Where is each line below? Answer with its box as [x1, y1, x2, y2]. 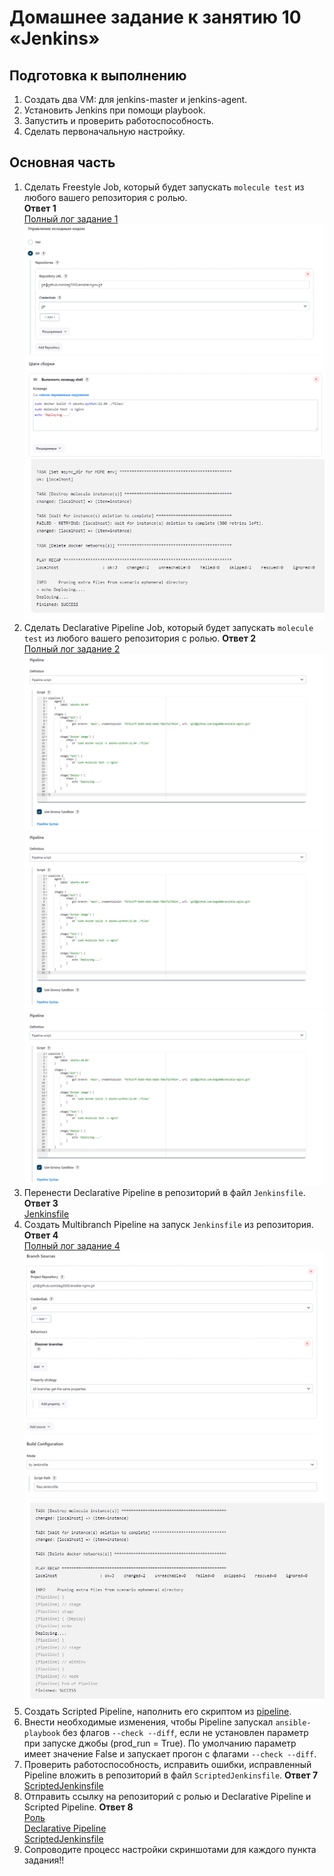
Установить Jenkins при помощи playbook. [23, 104, 206, 116]
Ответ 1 [23, 202, 57, 214]
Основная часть [9, 154, 116, 171]
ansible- [275, 1718, 312, 1728]
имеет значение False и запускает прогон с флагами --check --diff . [23, 1748, 317, 1760]
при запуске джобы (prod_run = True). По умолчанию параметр [23, 1737, 297, 1750]
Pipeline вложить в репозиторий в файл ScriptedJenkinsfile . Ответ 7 [23, 1769, 319, 1781]
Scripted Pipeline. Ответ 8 [23, 1801, 134, 1813]
